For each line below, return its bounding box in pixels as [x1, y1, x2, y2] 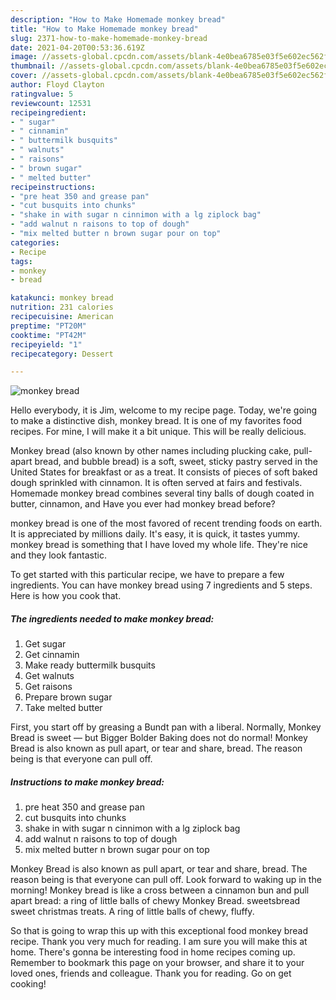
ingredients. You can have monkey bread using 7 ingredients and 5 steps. [10, 579, 313, 591]
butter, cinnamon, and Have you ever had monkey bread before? [10, 498, 276, 510]
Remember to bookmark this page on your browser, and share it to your [10, 957, 305, 969]
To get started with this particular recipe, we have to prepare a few [10, 569, 285, 581]
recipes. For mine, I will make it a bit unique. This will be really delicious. [10, 426, 307, 438]
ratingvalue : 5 [10, 89, 74, 99]
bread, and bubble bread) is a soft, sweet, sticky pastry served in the [34, 456, 318, 468]
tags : [10, 256, 33, 266]
